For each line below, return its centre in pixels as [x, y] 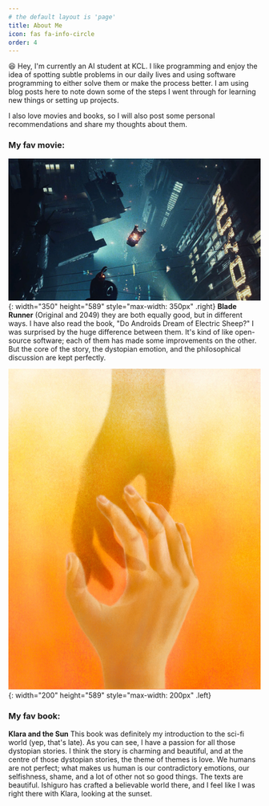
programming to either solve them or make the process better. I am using [129, 83]
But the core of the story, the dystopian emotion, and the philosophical [125, 348]
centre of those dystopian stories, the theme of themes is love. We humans [132, 759]
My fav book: [34, 716]
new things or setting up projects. [64, 100]
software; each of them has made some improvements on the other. [145, 340]
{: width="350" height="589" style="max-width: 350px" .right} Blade [123, 306]
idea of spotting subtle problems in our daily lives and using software [122, 75]
